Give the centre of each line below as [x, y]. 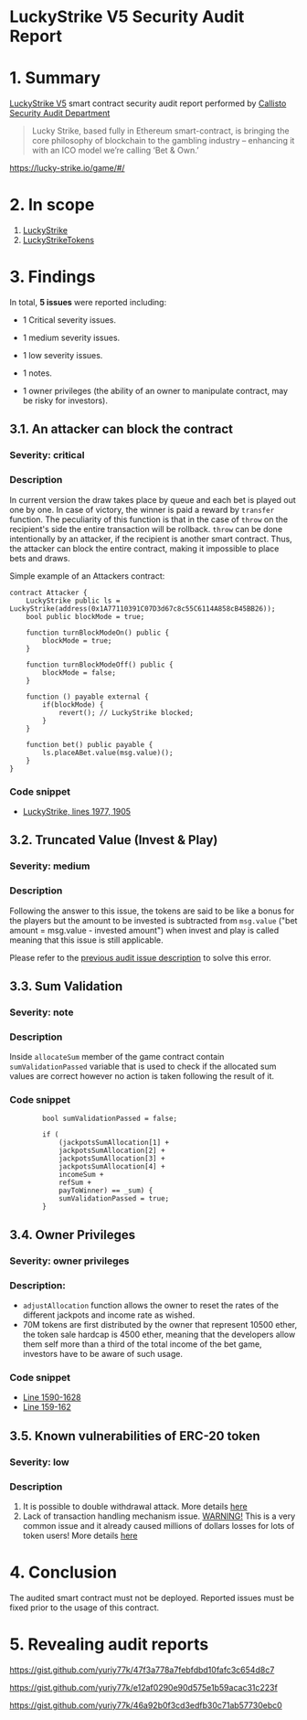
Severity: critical [47, 455]
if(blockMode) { [73, 705]
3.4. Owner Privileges [73, 1235]
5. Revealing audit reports [109, 1645]
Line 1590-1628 [52, 1397]
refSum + [75, 1183]
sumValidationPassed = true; [114, 1199]
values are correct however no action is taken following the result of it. [142, 1076]
